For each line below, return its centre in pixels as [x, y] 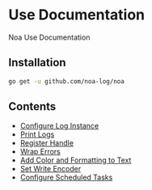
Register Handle [47, 143]
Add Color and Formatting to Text [76, 160]
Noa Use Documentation [49, 37]
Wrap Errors [40, 152]
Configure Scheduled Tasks [66, 177]
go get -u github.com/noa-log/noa [67, 81]
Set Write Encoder [51, 169]
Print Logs [37, 134]
